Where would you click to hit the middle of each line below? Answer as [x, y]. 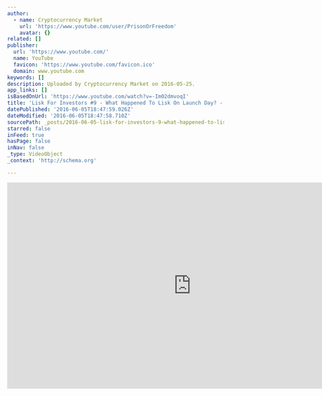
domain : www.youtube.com [49, 71]
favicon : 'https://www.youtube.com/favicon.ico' [84, 65]
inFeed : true [26, 135]
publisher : [23, 45]
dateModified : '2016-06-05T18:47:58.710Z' [69, 115]
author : [18, 13]
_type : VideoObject [35, 154]
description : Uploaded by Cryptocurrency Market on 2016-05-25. [101, 84]
